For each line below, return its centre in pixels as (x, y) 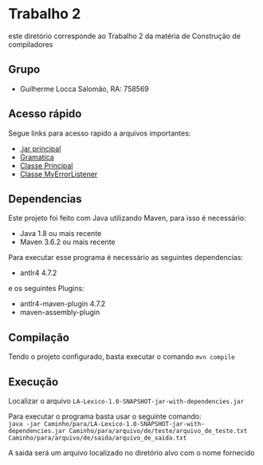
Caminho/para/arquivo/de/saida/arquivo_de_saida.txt (98, 438)
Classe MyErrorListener (59, 174)
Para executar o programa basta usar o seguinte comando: (105, 416)
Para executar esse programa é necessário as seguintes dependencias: (126, 258)
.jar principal (40, 148)
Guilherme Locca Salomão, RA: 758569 (84, 89)
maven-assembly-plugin (60, 313)
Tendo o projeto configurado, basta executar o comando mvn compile (122, 357)
